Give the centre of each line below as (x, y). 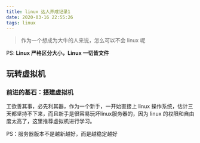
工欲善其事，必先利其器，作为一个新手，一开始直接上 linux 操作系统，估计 (97, 106)
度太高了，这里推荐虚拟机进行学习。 (51, 121)
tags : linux (21, 23)
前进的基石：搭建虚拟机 (40, 92)
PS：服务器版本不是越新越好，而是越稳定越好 (62, 134)
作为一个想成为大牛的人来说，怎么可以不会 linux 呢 (83, 41)
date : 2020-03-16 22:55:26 (40, 17)
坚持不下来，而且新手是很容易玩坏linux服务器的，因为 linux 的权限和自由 (105, 114)
